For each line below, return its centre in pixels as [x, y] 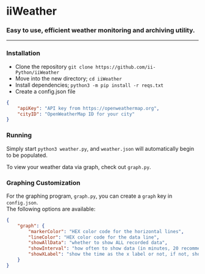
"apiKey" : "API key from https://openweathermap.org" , [88, 108]
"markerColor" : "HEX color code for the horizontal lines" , [106, 231]
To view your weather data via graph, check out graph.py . [79, 167]
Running [19, 135]
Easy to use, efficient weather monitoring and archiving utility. [101, 31]
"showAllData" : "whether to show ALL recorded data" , [98, 243]
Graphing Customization [43, 182]
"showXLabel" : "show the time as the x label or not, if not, [109, 254]
